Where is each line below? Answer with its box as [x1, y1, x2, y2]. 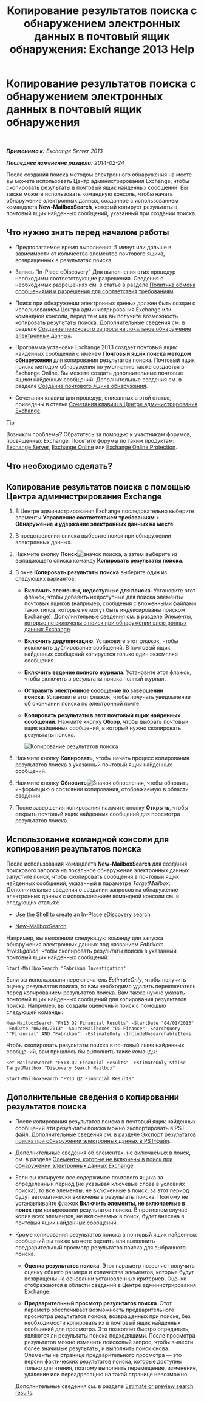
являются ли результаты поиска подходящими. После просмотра [24, 1331, 195, 1339]
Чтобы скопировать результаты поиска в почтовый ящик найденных [6, 1041, 185, 1049]
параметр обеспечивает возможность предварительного [24, 1306, 175, 1313]
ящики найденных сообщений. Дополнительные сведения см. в [15, 375, 182, 383]
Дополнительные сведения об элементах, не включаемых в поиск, [15, 1149, 191, 1156]
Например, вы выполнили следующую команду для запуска [6, 934, 163, 942]
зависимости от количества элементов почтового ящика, [15, 250, 165, 257]
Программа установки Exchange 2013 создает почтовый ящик [15, 343, 177, 350]
